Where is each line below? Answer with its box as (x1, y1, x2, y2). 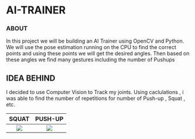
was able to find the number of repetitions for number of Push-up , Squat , (6, 95, 186, 102)
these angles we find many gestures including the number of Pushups (6, 56, 175, 63)
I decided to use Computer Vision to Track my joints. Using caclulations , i (6, 89, 184, 96)
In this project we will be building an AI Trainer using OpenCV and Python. (6, 37, 184, 44)
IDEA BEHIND (6, 73, 56, 83)
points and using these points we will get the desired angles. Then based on (6, 50, 190, 57)
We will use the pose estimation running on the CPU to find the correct (6, 44, 177, 51)
